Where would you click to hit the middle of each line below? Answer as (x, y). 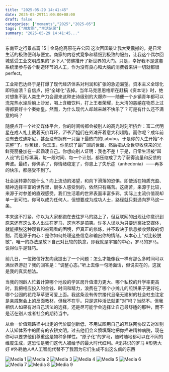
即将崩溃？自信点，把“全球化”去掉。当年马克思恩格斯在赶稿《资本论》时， (82, 90)
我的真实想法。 (25, 271)
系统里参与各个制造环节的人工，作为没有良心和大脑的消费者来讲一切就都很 (82, 67)
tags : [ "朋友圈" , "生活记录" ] (33, 29)
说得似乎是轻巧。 (23, 248)
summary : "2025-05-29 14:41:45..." (43, 33)
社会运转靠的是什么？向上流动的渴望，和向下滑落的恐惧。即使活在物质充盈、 (84, 181)
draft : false (19, 19)
